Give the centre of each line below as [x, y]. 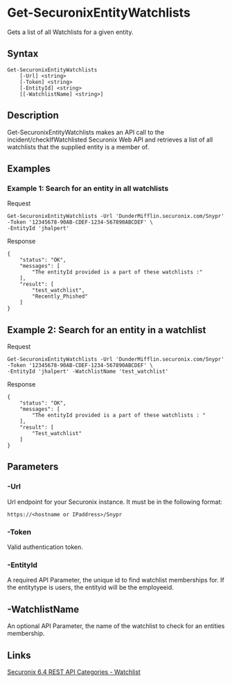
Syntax [23, 54]
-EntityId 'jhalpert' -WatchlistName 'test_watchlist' [88, 372]
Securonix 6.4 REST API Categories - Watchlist [74, 672]
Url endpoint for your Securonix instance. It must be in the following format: [115, 502]
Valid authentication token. [45, 547]
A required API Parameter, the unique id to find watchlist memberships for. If [116, 580]
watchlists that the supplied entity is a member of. [78, 146]
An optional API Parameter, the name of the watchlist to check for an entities [116, 626]
